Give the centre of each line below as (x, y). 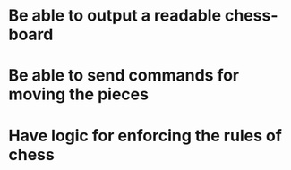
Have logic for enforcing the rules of (145, 136)
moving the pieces (79, 94)
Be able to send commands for (124, 76)
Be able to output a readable (115, 16)
